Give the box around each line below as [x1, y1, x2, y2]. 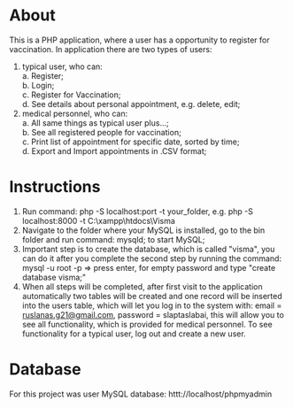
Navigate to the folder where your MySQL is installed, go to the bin [21, 225, 266, 235]
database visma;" [21, 272, 87, 282]
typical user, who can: [21, 61, 104, 72]
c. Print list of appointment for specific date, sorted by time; [21, 136, 240, 147]
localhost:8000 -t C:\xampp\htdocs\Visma [21, 215, 175, 226]
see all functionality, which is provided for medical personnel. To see [21, 319, 273, 329]
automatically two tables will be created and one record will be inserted [21, 290, 283, 301]
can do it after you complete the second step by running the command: [21, 253, 281, 264]
